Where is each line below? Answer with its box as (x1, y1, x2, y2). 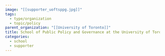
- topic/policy (9, 20, 41, 26)
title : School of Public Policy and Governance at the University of (5, 30, 151, 35)
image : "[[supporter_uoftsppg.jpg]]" (5, 7, 82, 12)
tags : (5, 12, 16, 17)
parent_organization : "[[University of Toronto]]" (5, 25, 111, 30)
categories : (5, 35, 29, 39)
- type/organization (9, 16, 52, 21)
